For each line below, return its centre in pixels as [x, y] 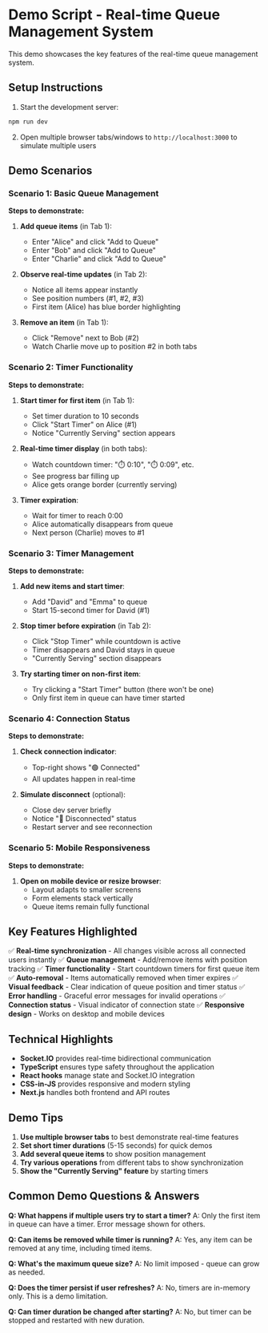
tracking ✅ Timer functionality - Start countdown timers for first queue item [134, 969]
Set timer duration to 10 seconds [85, 416]
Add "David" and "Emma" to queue [90, 602]
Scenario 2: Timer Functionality [71, 368]
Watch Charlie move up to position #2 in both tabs [114, 347]
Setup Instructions [56, 88]
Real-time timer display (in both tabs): [84, 448]
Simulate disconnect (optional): [73, 795]
